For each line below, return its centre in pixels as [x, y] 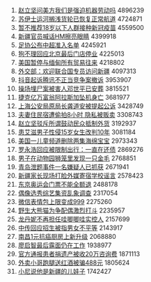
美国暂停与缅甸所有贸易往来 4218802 [71, 62]
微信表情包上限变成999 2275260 [65, 202]
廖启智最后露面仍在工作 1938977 [65, 245]
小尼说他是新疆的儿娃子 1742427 [65, 271]
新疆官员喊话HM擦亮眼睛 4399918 [67, 36]
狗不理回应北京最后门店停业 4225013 [71, 54]
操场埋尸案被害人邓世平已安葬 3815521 [73, 88]
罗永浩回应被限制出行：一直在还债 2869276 [81, 149]
